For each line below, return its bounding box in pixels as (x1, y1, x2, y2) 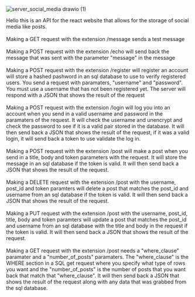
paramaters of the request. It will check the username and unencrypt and (6, 117, 183, 123)
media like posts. (6, 23, 47, 30)
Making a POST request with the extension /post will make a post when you (6, 148, 189, 155)
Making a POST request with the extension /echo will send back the (6, 48, 170, 55)
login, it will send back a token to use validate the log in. (6, 135, 141, 142)
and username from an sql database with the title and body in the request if (6, 223, 188, 229)
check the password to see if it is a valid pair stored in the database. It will (6, 123, 184, 129)
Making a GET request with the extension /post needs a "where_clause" (6, 247, 180, 254)
